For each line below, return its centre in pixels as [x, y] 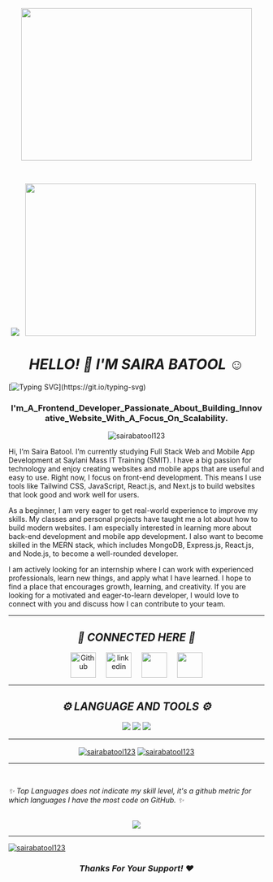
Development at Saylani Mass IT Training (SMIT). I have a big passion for [130, 460]
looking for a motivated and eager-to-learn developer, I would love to [124, 595]
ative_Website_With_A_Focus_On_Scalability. [136, 418]
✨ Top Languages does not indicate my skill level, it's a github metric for [130, 791]
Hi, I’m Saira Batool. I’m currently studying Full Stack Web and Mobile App [132, 452]
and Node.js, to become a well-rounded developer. [93, 554]
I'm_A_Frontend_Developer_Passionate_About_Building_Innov [136, 408]
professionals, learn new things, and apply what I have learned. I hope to [130, 578]
